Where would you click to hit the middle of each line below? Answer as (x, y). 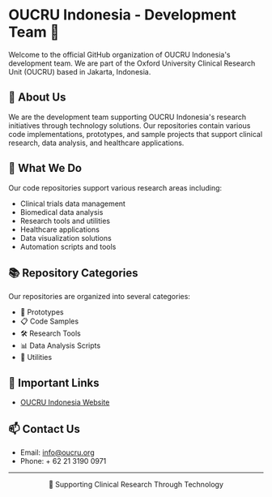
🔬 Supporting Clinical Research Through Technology (136, 484)
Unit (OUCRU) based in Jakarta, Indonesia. (80, 71)
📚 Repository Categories (73, 273)
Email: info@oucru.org (57, 452)
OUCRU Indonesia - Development (123, 15)
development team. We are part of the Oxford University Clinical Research (132, 63)
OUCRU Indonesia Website (65, 402)
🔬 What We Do (45, 168)
